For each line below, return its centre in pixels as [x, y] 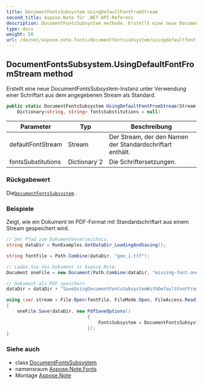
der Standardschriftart [140, 144]
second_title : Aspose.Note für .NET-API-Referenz [70, 18]
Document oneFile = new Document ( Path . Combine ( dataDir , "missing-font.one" [104, 272]
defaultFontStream [36, 144]
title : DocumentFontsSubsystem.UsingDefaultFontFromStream [82, 12]
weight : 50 [20, 35]
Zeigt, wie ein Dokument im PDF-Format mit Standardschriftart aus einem [98, 222]
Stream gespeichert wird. [38, 228]
